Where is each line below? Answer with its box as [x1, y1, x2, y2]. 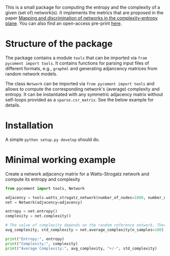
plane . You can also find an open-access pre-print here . [5, 20, 122, 26]
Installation [5, 120, 54, 131]
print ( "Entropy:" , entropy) [5, 236, 65, 241]
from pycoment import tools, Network [5, 186, 85, 191]
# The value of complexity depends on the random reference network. [5, 223, 155, 228]
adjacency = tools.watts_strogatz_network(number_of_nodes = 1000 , [5, 195, 146, 200]
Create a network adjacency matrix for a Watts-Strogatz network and [5, 171, 149, 177]
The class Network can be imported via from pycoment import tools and [5, 80, 155, 86]
